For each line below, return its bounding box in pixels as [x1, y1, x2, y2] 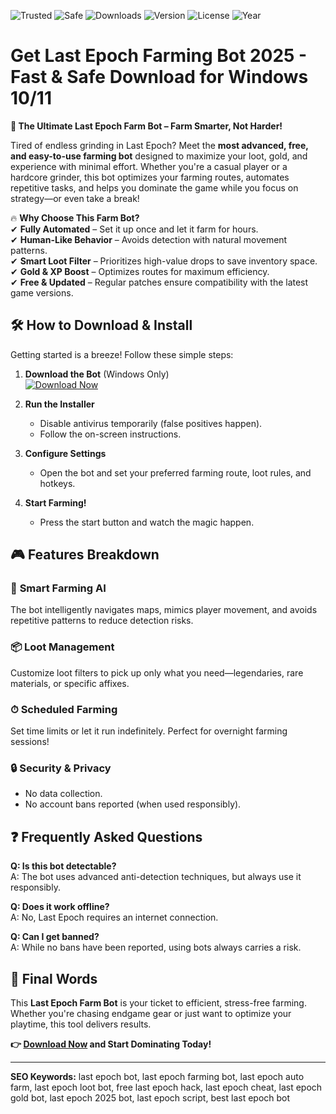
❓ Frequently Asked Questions [10, 828, 203, 845]
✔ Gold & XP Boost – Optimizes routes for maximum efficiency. [10, 265, 270, 277]
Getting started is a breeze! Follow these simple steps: [10, 348, 234, 360]
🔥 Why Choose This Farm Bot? [10, 211, 140, 224]
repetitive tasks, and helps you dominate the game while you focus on [10, 181, 299, 194]
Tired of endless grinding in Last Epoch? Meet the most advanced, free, [10, 139, 309, 151]
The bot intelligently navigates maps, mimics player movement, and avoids [10, 604, 318, 616]
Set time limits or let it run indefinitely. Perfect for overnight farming [10, 725, 288, 737]
